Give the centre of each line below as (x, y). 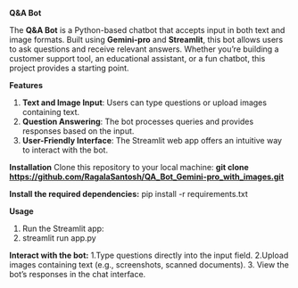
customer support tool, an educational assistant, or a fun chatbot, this (137, 58)
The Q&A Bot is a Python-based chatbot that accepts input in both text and (147, 30)
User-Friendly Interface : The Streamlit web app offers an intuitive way (152, 140)
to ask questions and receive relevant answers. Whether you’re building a (144, 49)
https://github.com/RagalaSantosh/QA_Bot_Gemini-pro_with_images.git (147, 177)
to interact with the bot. (65, 150)
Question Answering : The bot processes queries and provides (138, 121)
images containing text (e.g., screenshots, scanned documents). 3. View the (149, 265)
